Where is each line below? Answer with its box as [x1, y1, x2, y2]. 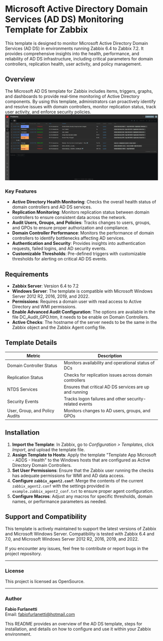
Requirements [5, 270, 49, 279]
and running [64, 389, 88, 395]
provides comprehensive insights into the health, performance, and [5, 50, 140, 57]
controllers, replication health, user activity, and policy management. [5, 61, 142, 67]
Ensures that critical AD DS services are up [64, 384, 149, 390]
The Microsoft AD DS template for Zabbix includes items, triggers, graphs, [5, 88, 153, 94]
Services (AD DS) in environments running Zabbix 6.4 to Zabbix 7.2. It [5, 45, 144, 51]
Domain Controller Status [7, 362, 57, 368]
